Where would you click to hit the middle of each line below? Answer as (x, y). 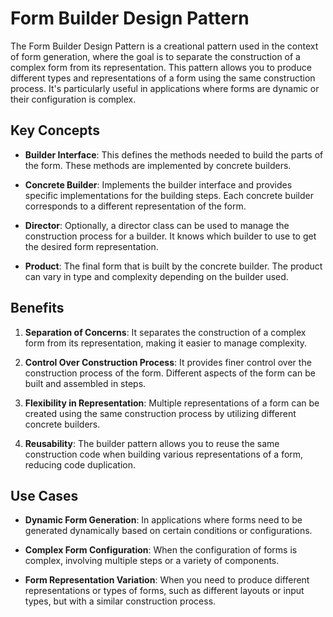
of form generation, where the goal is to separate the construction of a (155, 56)
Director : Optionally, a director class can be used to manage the (157, 225)
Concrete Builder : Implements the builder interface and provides (158, 184)
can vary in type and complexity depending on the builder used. (156, 276)
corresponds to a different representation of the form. (135, 206)
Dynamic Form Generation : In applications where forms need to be (163, 520)
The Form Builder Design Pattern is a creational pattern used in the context (164, 46)
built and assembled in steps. (85, 383)
